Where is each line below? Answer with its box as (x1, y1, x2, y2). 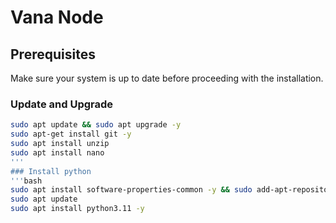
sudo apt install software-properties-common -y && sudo (10, 185, 253, 195)
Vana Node (10, 6, 104, 29)
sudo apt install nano (10, 147, 105, 158)
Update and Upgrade (10, 97, 114, 111)
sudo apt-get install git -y (10, 129, 132, 140)
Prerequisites (10, 46, 96, 63)
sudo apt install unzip (10, 139, 110, 149)
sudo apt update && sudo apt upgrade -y (10, 120, 182, 130)
